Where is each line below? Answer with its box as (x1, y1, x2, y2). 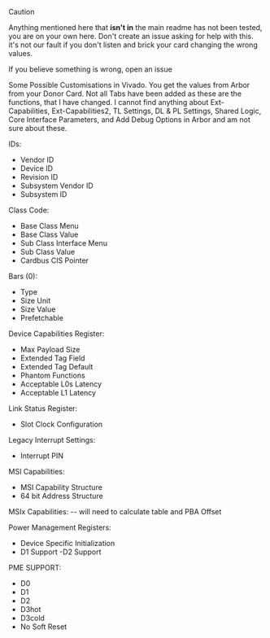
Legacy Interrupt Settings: (8, 435, 96, 444)
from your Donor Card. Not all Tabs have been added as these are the (8, 89, 242, 98)
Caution (8, 7, 35, 16)
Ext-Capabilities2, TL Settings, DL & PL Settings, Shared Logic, (51, 106, 262, 116)
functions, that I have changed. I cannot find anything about (8, 98, 209, 107)
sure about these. (8, 124, 67, 133)
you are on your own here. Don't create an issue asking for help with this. (8, 32, 254, 41)
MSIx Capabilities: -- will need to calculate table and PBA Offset (8, 507, 222, 516)
